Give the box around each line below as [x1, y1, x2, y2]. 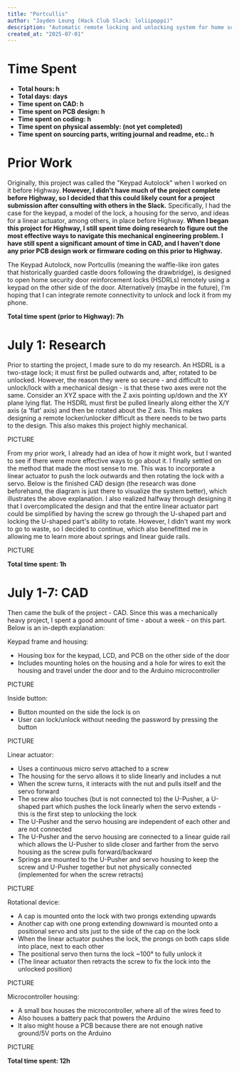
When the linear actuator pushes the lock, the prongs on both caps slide [17, 934, 230, 943]
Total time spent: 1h [7, 560, 67, 569]
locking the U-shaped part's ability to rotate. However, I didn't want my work [7, 517, 231, 526]
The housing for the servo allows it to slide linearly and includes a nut [17, 772, 222, 780]
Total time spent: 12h [7, 1056, 71, 1065]
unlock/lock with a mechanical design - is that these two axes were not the [7, 383, 227, 392]
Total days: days [17, 92, 68, 100]
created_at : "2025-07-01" [7, 30, 84, 38]
